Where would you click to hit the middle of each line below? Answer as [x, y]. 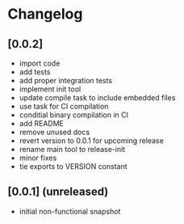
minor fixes [38, 158]
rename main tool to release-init [72, 149]
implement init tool [50, 89]
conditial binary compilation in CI [74, 115]
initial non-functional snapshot [70, 211]
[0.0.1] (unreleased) [58, 192]
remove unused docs [54, 132]
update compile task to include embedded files [97, 97]
